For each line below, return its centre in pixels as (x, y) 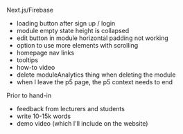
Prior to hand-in (29, 95)
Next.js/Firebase (30, 10)
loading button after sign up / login (66, 23)
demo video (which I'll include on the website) (82, 123)
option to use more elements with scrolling (77, 45)
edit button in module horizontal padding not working (93, 38)
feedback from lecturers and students (71, 109)
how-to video (36, 67)
